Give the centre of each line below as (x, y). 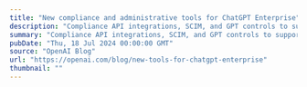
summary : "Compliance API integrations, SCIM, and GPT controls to (141, 34)
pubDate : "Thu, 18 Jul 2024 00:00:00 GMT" (91, 43)
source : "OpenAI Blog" (53, 52)
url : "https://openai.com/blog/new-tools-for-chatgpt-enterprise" (138, 60)
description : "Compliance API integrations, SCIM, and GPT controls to (148, 26)
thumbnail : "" (37, 69)
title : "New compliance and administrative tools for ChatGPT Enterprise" (155, 18)
